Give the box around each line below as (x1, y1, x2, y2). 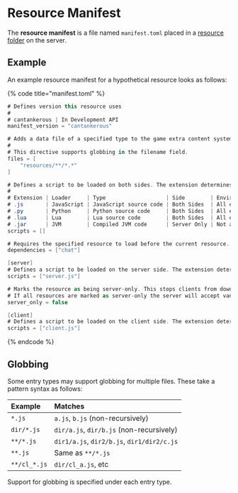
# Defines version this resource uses (7, 103, 122, 110)
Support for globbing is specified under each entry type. (7, 477, 172, 486)
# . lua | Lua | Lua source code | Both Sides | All (7, 214, 227, 221)
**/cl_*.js (11, 460, 47, 468)
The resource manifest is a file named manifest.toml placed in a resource (7, 28, 225, 37)
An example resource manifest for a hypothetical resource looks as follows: (7, 75, 227, 84)
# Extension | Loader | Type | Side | (7, 194, 214, 201)
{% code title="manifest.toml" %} (7, 89, 105, 97)
